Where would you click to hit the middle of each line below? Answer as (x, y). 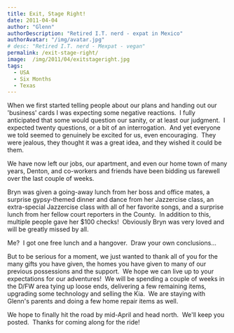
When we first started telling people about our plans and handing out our (112, 105)
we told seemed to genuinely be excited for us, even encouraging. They (112, 135)
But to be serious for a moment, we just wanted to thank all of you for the (113, 257)
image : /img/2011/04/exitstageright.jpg (69, 60)
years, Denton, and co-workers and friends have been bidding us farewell (114, 171)
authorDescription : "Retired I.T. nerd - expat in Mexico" (95, 33)
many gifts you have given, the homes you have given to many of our (107, 264)
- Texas (25, 86)
